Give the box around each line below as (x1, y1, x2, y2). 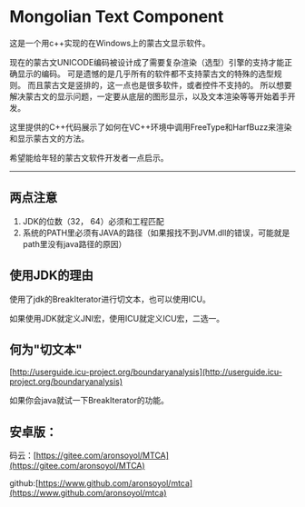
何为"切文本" (9, 342, 84, 357)
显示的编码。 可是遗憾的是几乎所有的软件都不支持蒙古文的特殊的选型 (16, 68, 274, 79)
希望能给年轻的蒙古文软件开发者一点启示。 (9, 152, 169, 163)
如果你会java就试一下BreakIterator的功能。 (9, 395, 170, 406)
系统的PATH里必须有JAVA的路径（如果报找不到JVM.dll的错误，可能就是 (22, 227, 290, 238)
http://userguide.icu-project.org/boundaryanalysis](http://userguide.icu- (12, 366, 283, 378)
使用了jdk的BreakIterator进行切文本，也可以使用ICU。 (9, 293, 211, 304)
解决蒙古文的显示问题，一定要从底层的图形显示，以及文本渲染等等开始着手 (9, 91, 288, 102)
